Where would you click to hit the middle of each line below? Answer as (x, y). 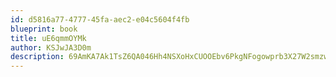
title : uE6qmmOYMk (48, 38)
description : (37, 57)
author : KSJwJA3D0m (51, 47)
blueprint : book (44, 29)
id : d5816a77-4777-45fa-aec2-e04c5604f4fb (100, 19)
